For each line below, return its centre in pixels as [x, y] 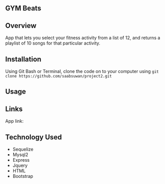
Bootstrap [23, 176]
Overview [21, 26]
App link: [14, 121]
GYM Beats [23, 8]
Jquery [20, 165]
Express [21, 160]
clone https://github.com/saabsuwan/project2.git [59, 76]
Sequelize [23, 150]
